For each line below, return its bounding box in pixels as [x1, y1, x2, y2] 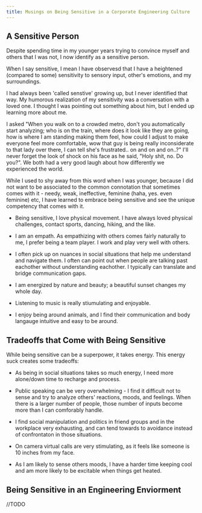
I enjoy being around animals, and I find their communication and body [14, 311, 191, 318]
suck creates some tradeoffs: [6, 357, 80, 365]
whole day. [14, 288, 42, 295]
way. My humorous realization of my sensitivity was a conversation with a [6, 96, 189, 103]
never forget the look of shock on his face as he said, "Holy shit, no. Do [6, 153, 184, 160]
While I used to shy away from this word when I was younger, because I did [6, 177, 194, 184]
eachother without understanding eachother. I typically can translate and [14, 263, 196, 271]
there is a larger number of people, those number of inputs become [14, 400, 183, 408]
